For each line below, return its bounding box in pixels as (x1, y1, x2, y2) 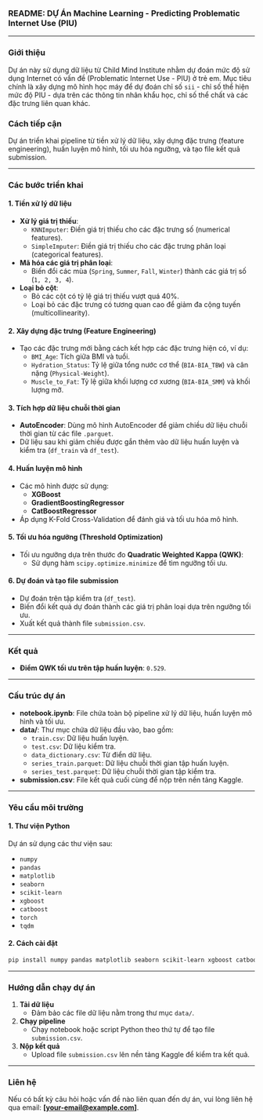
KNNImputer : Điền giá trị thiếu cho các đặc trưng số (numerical (31, 224, 231, 235)
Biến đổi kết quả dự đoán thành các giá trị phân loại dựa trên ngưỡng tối (19, 602, 251, 611)
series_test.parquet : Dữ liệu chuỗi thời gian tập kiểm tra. (31, 766, 217, 776)
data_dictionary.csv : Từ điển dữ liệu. (31, 750, 153, 759)
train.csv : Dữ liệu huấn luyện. (31, 733, 129, 742)
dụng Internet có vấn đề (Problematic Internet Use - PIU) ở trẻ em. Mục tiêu (8, 73, 252, 82)
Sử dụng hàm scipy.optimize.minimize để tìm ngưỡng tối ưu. (31, 558, 228, 567)
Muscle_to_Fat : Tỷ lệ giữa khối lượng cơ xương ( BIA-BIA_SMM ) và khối (31, 377, 250, 386)
